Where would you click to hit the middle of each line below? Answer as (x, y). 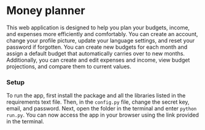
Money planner (46, 11)
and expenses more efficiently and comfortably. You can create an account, (102, 34)
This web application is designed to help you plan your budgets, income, (98, 27)
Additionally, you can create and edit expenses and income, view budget (98, 60)
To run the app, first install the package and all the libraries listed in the (96, 96)
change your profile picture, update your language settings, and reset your (101, 40)
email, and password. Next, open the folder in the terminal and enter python (102, 109)
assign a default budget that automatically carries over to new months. (96, 53)
